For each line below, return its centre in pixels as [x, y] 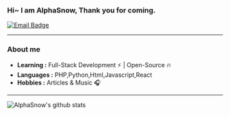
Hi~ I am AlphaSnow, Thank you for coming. [81, 10]
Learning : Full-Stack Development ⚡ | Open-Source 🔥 [94, 65]
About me [24, 49]
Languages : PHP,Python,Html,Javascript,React [85, 75]
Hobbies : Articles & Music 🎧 [59, 82]
